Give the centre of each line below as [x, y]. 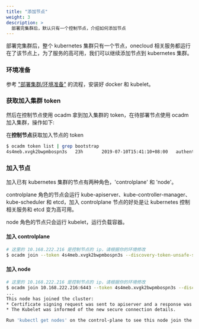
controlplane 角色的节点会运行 [43, 194]
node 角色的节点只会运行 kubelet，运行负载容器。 [67, 222]
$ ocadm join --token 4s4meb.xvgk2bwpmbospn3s [65, 255]
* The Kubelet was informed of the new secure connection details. [91, 310]
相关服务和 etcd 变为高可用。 [42, 209]
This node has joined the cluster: [50, 299]
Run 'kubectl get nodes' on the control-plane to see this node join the [99, 321]
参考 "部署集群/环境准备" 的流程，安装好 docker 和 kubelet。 [80, 84]
